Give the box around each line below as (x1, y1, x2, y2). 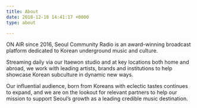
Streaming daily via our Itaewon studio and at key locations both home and (6, 58, 189, 66)
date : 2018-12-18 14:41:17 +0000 (6, 14, 89, 20)
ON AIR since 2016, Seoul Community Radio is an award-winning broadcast (6, 41, 192, 48)
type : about (6, 19, 36, 25)
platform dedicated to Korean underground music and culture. (6, 47, 158, 54)
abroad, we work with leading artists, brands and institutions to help (6, 65, 173, 72)
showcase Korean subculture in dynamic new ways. (6, 71, 134, 78)
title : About (6, 8, 39, 15)
